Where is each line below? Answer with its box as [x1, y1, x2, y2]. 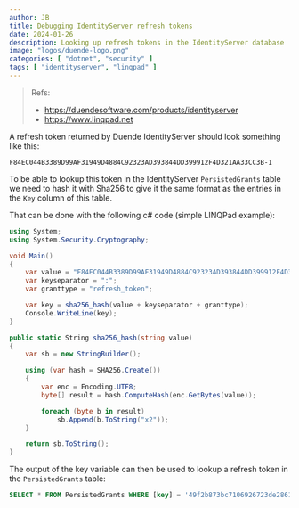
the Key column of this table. [9, 193, 113, 203]
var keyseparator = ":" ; [25, 276, 117, 285]
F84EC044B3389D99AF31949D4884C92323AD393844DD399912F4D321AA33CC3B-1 [9, 158, 273, 167]
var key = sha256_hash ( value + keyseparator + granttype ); [25, 300, 249, 309]
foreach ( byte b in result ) [41, 406, 145, 415]
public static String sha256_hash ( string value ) [9, 333, 193, 342]
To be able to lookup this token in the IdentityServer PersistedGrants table [9, 173, 282, 184]
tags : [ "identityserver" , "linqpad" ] [9, 63, 158, 72]
